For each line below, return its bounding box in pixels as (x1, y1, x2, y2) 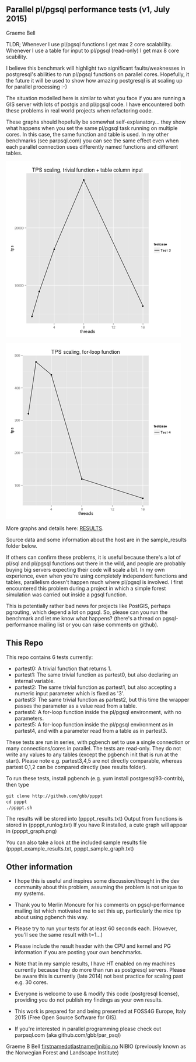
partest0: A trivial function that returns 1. (14, 665, 112, 672)
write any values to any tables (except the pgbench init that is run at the (6, 751, 178, 758)
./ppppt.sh (6, 805, 33, 811)
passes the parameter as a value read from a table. (14, 702, 137, 709)
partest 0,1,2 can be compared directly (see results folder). (6, 763, 147, 770)
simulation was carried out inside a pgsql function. (6, 591, 127, 598)
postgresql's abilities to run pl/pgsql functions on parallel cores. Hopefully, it (6, 70, 190, 78)
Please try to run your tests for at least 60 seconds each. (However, (14, 925, 177, 932)
